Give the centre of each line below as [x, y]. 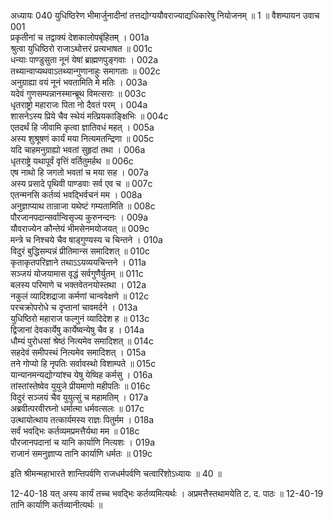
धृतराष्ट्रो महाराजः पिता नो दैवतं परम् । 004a [79, 104]
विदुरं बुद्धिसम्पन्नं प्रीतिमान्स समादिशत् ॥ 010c [80, 251]
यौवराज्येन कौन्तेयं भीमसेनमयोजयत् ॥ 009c [80, 228]
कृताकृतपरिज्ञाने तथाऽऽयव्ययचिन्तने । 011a [78, 262]
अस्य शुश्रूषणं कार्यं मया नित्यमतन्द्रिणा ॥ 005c [82, 138]
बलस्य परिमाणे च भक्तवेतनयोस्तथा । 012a [78, 284]
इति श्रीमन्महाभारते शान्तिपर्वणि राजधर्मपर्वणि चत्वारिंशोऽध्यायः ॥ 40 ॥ [116, 473]
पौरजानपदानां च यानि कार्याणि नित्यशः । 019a [83, 442]
